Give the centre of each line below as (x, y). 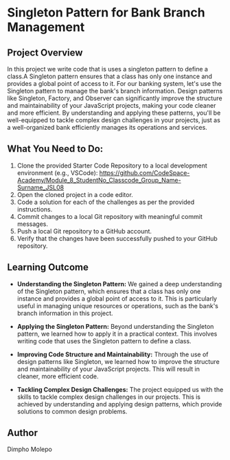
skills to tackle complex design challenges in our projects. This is (109, 397)
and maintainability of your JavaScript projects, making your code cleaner (112, 105)
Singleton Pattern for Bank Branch (106, 13)
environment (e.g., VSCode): (57, 172)
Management (46, 27)
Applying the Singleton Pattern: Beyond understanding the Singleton (115, 326)
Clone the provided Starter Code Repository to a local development (112, 165)
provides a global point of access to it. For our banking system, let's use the (114, 83)
